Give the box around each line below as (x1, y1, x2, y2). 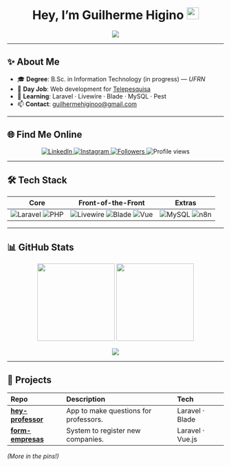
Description (66, 395, 105, 404)
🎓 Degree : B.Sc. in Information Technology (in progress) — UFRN (16, 74, 206, 83)
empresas (10, 435, 45, 444)
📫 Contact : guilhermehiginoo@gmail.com (16, 100, 137, 108)
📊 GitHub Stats (7, 241, 74, 253)
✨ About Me (7, 56, 60, 68)
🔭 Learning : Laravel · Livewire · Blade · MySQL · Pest (16, 92, 166, 100)
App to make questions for (66, 406, 152, 415)
